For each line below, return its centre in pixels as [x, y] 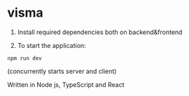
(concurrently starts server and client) [62, 71]
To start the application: [51, 45]
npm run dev [24, 58]
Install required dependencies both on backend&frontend [100, 32]
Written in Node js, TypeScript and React [66, 84]
